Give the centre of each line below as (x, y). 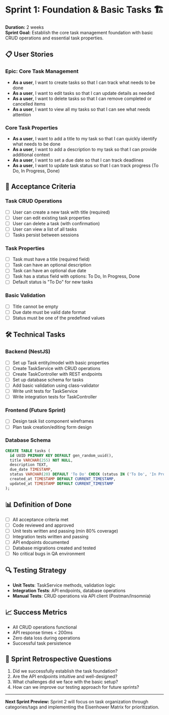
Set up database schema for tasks (48, 380)
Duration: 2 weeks (25, 27)
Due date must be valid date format (49, 312)
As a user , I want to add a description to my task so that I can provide (84, 149)
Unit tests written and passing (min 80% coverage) (65, 531)
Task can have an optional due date (49, 271)
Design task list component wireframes (53, 421)
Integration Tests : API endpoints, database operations (69, 590)
